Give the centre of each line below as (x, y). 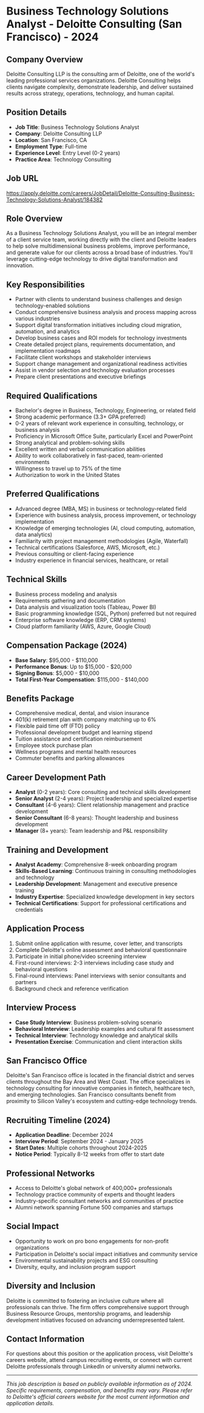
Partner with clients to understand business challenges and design (98, 299)
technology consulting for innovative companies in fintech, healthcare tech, (101, 1088)
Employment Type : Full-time (51, 146)
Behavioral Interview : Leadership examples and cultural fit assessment (104, 1028)
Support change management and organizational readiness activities (101, 364)
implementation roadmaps (48, 351)
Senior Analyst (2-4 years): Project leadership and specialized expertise (106, 799)
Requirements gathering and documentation (70, 600)
